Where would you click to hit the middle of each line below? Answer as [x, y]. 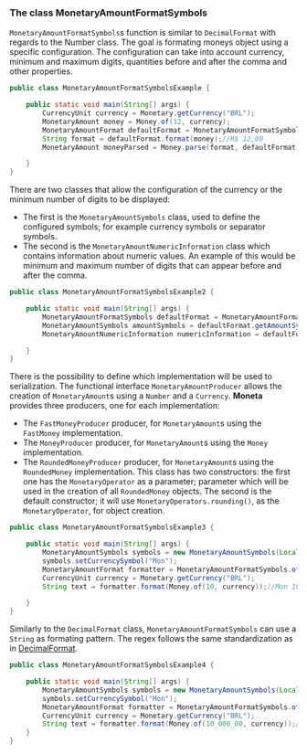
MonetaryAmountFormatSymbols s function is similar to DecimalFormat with [143, 33]
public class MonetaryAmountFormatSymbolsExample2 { [112, 292]
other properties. [41, 71]
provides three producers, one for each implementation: [115, 406]
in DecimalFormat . [44, 648]
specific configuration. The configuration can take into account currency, [147, 52]
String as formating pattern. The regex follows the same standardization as [152, 639]
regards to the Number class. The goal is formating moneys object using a [149, 42]
